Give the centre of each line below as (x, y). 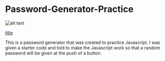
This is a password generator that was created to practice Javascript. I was (83, 42)
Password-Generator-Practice (69, 9)
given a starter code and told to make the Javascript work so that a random (83, 47)
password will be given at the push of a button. (53, 53)
